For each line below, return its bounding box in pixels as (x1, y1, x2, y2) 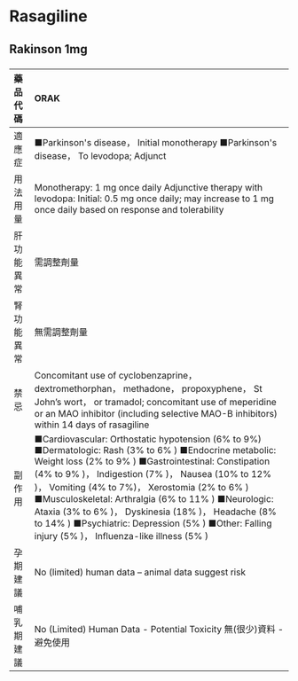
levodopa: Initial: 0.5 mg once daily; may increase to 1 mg (34, 192, 275, 205)
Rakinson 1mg (9, 42, 89, 57)
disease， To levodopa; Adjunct (34, 149, 167, 161)
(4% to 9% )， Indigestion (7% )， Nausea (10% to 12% (34, 467, 272, 480)
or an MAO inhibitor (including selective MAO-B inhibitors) (34, 407, 278, 419)
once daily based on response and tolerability (34, 203, 224, 215)
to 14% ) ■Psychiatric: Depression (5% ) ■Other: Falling (34, 517, 272, 529)
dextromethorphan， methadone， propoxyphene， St (34, 382, 263, 395)
